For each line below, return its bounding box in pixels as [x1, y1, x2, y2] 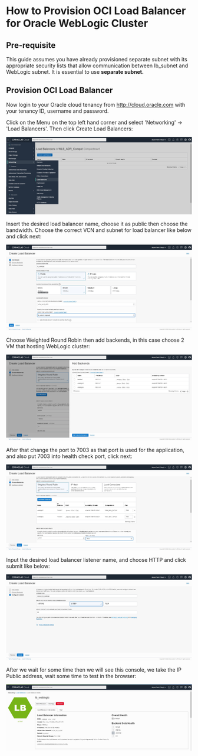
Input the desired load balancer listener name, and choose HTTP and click [6, 556, 186, 563]
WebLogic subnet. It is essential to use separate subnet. [6, 68, 144, 75]
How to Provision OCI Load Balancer [6, 4, 186, 18]
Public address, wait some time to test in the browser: [6, 672, 137, 679]
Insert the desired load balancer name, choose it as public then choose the [6, 220, 188, 227]
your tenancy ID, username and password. [6, 107, 109, 114]
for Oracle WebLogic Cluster [6, 17, 148, 30]
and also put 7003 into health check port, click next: [6, 453, 133, 460]
